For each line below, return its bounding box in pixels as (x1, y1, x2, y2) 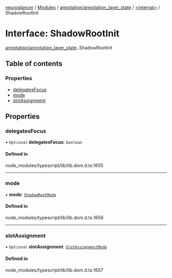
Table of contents (5, 59, 62, 68)
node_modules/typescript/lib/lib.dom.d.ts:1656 (5, 215, 104, 221)
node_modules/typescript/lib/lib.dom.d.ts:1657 (5, 267, 103, 273)
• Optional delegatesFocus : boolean (5, 139, 82, 145)
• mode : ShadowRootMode (5, 191, 56, 198)
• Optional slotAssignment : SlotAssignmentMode (5, 244, 107, 250)
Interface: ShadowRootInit (5, 28, 120, 39)
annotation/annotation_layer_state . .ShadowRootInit (5, 45, 113, 51)
